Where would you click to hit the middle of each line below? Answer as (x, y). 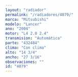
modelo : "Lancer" (24, 24)
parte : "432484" (22, 43)
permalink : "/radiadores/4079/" (39, 15)
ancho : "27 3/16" (24, 57)
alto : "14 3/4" (21, 52)
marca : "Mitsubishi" (27, 19)
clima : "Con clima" (26, 48)
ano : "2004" (18, 29)
